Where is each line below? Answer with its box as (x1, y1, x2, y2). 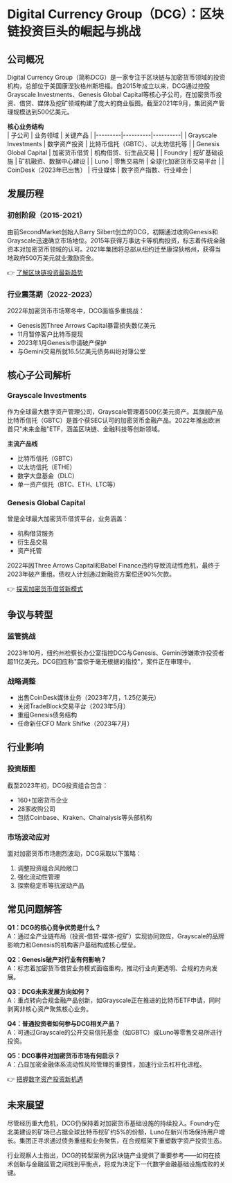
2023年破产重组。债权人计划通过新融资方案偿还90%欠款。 (7, 570, 175, 578)
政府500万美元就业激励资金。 (12, 254, 98, 262)
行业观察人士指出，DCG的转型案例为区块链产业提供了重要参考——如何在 (7, 1151, 215, 1159)
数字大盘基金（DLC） (17, 471, 78, 480)
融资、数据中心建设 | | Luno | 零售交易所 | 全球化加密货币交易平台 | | (30, 157, 224, 165)
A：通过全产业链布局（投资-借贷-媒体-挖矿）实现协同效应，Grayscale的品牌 (7, 931, 225, 940)
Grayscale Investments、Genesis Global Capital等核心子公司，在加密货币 (7, 91, 216, 98)
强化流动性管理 (17, 873, 60, 881)
